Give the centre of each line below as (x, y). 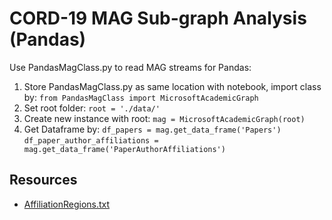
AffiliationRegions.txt (67, 204)
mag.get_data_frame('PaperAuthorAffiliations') (124, 149)
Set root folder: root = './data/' (92, 108)
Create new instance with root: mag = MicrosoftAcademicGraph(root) (164, 118)
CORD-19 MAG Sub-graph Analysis (158, 18)
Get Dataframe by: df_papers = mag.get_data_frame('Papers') (152, 129)
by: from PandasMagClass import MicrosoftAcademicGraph (141, 97)
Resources (43, 180)
